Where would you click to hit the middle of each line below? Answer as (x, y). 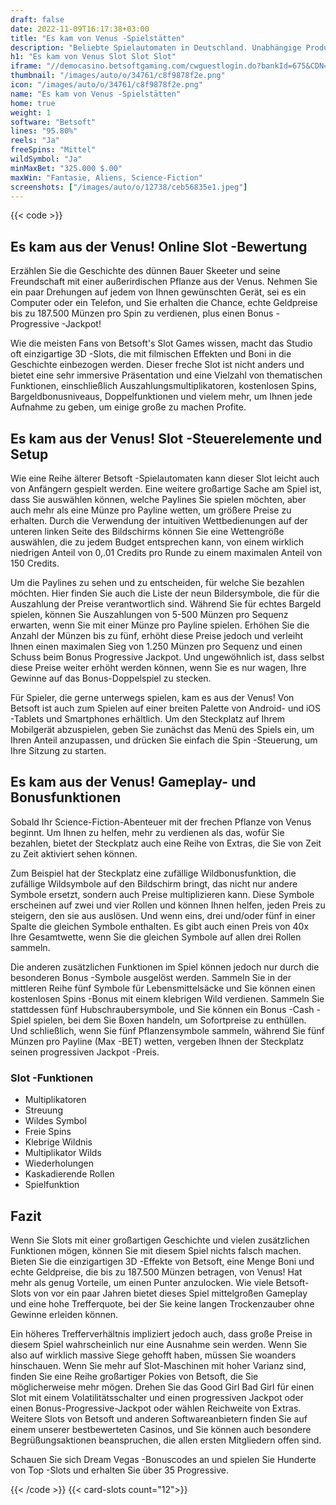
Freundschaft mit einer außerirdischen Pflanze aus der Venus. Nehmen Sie (164, 282)
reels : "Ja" (35, 141)
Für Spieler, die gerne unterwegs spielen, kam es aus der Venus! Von (152, 697)
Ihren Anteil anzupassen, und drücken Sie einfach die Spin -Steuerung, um (164, 740)
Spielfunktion (52, 1185)
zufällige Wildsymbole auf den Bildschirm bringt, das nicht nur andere (154, 883)
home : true (33, 103)
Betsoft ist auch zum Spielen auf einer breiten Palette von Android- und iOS (166, 708)
